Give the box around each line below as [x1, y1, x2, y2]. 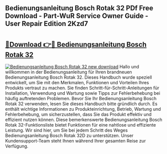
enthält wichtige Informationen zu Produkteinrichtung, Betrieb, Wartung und [5, 106, 161, 112]
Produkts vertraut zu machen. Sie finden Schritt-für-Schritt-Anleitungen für [5, 85, 160, 91]
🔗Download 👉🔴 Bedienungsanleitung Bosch [5, 40, 147, 49]
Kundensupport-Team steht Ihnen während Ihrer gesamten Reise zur [5, 138, 146, 144]
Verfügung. [5, 143, 28, 149]
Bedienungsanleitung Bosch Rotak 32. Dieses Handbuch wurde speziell [5, 74, 152, 80]
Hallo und [119, 64, 140, 69]
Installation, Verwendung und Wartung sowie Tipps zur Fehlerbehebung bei [5, 90, 161, 96]
